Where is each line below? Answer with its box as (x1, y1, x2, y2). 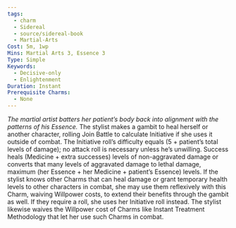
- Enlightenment (13, 76, 61, 83)
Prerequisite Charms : (7, 89, 71, 96)
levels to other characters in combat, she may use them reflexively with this (7, 183, 227, 191)
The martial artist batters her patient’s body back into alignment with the (7, 115, 219, 124)
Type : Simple (7, 56, 46, 64)
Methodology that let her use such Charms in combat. (7, 212, 164, 221)
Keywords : (7, 63, 37, 70)
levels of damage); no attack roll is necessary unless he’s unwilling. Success (7, 145, 229, 153)
